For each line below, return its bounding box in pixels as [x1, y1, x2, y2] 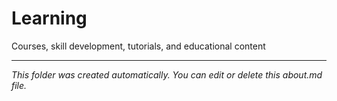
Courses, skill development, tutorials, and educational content [11, 40, 266, 52]
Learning [11, 7, 88, 30]
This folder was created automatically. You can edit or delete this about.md [11, 68, 323, 81]
